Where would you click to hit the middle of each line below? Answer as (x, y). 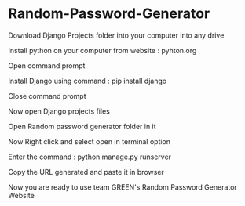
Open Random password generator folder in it (82, 126)
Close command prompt (47, 96)
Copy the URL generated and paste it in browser (86, 172)
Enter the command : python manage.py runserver (90, 157)
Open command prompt (47, 65)
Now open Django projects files (59, 111)
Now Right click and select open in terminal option (90, 141)
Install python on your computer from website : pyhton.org (102, 50)
